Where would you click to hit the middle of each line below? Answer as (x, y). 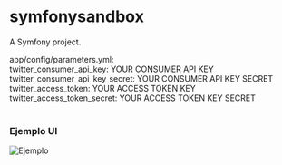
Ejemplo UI (34, 131)
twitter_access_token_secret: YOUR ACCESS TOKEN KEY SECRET (133, 98)
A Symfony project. (45, 42)
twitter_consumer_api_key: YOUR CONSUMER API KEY (112, 69)
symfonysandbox (77, 17)
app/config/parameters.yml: (62, 59)
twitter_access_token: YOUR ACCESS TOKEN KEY (103, 88)
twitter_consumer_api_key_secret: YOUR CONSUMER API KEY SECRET (141, 78)
